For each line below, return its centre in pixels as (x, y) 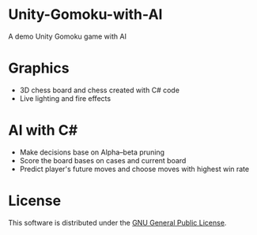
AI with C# (43, 131)
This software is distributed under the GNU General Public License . (117, 222)
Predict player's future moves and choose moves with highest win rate (134, 169)
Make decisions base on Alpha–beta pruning (92, 152)
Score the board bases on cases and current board (103, 160)
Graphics (39, 68)
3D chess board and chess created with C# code (100, 90)
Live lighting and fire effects (65, 98)
